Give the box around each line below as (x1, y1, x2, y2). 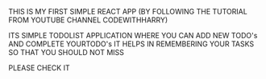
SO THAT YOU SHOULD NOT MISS (8, 48, 125, 57)
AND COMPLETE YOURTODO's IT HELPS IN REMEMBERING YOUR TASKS (8, 39, 255, 49)
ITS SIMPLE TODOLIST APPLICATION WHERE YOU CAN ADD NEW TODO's (8, 31, 258, 40)
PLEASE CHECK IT (8, 63, 70, 73)
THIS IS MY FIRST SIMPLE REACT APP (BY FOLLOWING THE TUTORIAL (8, 7, 247, 16)
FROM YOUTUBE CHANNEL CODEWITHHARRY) (8, 15, 168, 25)
